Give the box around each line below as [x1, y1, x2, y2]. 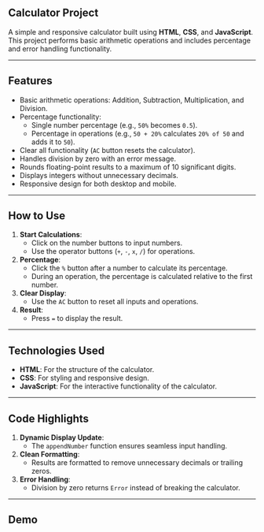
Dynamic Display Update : [19, 433, 104, 442]
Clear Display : [19, 288, 67, 298]
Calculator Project [8, 6, 99, 20]
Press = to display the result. [31, 314, 123, 323]
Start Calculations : [19, 230, 82, 240]
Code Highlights [8, 411, 89, 425]
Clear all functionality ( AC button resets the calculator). [19, 145, 196, 154]
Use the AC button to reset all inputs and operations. [31, 297, 199, 307]
